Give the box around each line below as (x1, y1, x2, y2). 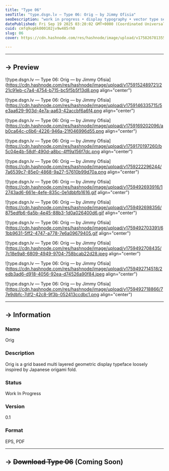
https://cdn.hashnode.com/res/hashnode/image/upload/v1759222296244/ (7, 163, 162, 169)
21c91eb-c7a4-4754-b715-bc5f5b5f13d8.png (5, 87, 99, 93)
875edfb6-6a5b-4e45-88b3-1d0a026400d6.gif (5, 210, 104, 216)
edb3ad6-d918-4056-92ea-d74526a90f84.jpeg (5, 271, 105, 277)
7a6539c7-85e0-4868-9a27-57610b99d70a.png (5, 169, 107, 175)
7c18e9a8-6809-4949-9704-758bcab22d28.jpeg (5, 250, 108, 256)
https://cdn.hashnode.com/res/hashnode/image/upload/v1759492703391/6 (7, 225, 163, 231)
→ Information (5, 311, 51, 319)
